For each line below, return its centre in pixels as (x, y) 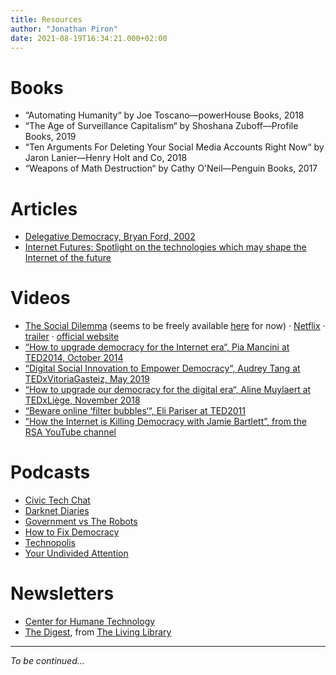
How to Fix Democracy (72, 532)
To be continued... (47, 661)
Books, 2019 (50, 137)
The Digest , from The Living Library (98, 632)
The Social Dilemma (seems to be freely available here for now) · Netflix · (175, 326)
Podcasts (50, 472)
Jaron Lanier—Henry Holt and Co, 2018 (106, 158)
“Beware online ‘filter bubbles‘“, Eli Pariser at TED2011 (135, 411)
